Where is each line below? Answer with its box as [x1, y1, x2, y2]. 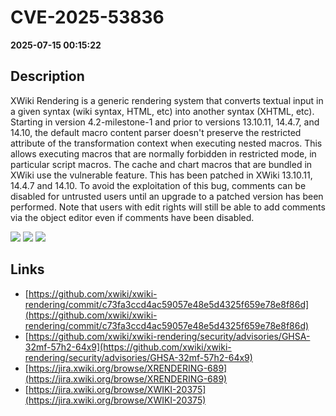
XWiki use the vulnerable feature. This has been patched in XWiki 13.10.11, [10, 169, 313, 181]
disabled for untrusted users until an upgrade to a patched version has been [10, 190, 324, 202]
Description [10, 68, 85, 85]
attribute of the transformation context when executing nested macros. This [10, 137, 323, 149]
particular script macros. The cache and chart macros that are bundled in [10, 158, 313, 170]
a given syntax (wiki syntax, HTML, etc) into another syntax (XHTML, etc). [10, 105, 315, 117]
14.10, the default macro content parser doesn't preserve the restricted [10, 126, 302, 138]
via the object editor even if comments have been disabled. [10, 211, 255, 223]
